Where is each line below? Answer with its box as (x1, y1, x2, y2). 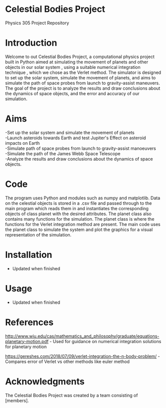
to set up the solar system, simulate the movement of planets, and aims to (5, 74, 156, 80)
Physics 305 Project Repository (5, 20, 69, 26)
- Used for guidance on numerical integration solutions (49, 338, 162, 344)
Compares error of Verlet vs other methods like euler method (5, 358, 130, 364)
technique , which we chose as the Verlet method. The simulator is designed (5, 69, 162, 75)
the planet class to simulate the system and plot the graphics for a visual (5, 227, 153, 233)
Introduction (5, 37, 57, 49)
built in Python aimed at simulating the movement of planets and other (5, 58, 149, 65)
